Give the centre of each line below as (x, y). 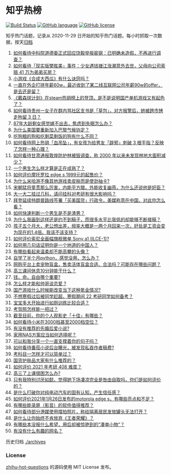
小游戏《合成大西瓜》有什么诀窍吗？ (51, 78)
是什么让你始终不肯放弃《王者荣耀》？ (53, 418)
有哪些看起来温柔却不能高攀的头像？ (51, 251)
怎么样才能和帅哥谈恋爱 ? (40, 283)
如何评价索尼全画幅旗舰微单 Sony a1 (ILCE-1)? (61, 238)
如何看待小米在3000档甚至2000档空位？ (56, 322)
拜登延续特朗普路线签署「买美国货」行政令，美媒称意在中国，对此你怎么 (89, 200)
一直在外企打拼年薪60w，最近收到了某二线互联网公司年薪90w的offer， (88, 85)
